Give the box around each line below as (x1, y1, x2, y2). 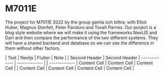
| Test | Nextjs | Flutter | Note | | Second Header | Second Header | (5, 54, 140, 60)
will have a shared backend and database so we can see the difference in (5, 40, 154, 46)
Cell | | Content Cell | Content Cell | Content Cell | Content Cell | (5, 65, 134, 71)
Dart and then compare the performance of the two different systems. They (5, 35, 159, 41)
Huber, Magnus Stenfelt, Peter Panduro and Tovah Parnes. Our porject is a (5, 24, 156, 30)
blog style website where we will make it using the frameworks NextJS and (5, 29, 158, 35)
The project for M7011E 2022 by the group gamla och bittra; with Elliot (5, 19, 147, 25)
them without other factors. (5, 45, 61, 51)
